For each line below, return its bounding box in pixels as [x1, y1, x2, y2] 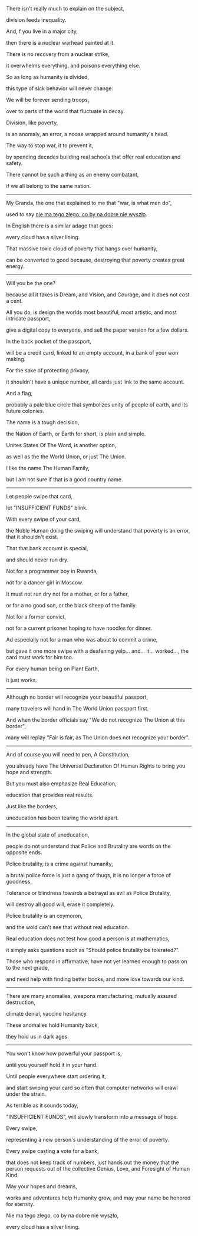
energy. [6, 263, 25, 270]
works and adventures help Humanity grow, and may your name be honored [6, 1194, 191, 1201]
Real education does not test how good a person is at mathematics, [6, 935, 170, 942]
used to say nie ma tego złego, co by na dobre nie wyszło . [6, 211, 147, 217]
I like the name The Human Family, [6, 465, 90, 471]
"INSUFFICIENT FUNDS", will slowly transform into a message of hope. [6, 1113, 179, 1120]
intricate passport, [6, 315, 51, 322]
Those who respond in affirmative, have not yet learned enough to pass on [6, 958, 187, 965]
